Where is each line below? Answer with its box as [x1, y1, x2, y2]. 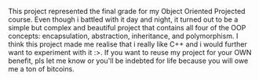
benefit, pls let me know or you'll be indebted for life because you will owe [8, 56, 249, 65]
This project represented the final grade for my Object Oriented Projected [8, 7, 246, 16]
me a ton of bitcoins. [8, 64, 75, 73]
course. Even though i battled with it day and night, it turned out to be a [8, 15, 239, 24]
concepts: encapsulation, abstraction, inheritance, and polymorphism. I [8, 31, 239, 40]
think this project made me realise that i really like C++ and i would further [8, 40, 247, 49]
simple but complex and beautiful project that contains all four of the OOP [8, 23, 246, 32]
